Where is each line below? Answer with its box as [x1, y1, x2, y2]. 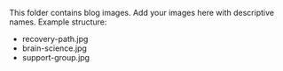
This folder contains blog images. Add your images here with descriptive [9, 8, 275, 18]
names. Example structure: [9, 17, 107, 27]
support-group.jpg [21, 53, 90, 62]
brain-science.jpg [21, 43, 87, 53]
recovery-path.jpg [21, 34, 89, 44]
